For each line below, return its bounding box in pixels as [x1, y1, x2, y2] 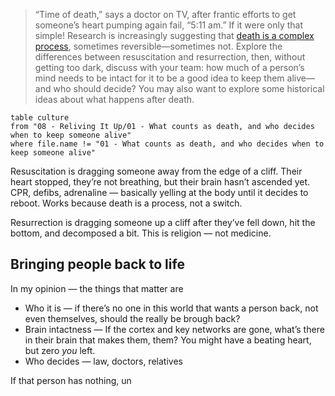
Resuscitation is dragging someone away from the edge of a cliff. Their [10, 165, 303, 177]
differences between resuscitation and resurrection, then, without [34, 51, 306, 63]
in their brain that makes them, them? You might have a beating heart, [24, 334, 312, 346]
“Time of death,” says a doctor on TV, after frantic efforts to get [34, 9, 297, 20]
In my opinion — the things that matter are [10, 282, 184, 294]
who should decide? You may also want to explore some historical [53, 83, 325, 94]
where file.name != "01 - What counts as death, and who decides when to [10, 139, 325, 149]
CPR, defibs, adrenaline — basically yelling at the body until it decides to [10, 187, 309, 198]
